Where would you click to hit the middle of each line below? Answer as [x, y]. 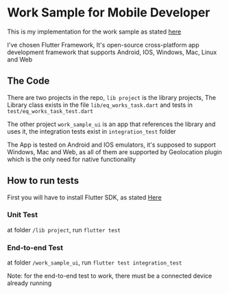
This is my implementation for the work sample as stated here [94, 32]
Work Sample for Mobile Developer [109, 13]
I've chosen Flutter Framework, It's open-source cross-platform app [103, 45]
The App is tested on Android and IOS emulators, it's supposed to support [111, 145]
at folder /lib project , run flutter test [64, 230]
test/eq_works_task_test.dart [50, 111]
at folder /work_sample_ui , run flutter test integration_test [95, 262]
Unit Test [22, 215]
